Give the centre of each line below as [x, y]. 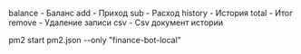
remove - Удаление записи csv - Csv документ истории [116, 22]
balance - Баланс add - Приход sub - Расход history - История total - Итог [151, 13]
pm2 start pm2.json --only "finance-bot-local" [95, 40]
